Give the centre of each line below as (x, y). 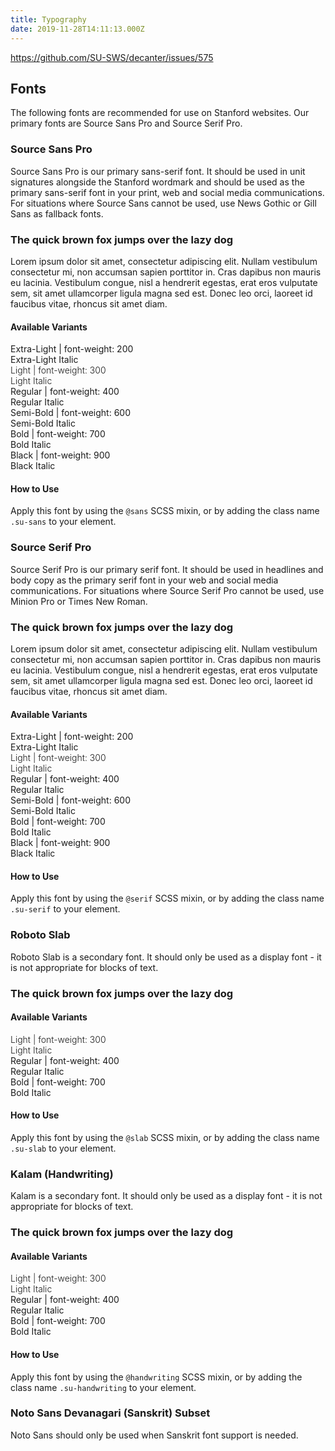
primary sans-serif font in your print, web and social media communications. (167, 192)
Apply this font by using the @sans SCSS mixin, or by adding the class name (165, 511)
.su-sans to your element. (63, 522)
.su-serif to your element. (65, 909)
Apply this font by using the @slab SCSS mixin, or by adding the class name (165, 1137)
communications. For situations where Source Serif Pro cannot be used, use (167, 590)
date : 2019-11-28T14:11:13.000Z (77, 29)
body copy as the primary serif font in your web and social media (144, 580)
